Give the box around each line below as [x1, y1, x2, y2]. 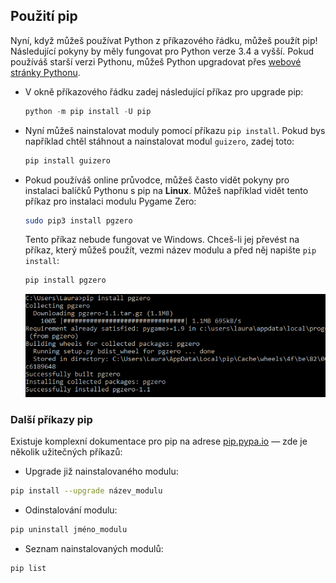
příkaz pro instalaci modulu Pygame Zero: [24, 195, 197, 207]
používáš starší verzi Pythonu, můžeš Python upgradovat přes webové [10, 55, 302, 68]
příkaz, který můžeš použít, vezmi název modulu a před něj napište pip [24, 244, 317, 256]
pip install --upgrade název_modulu [10, 485, 163, 496]
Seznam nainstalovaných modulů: [24, 542, 164, 554]
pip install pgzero [24, 275, 107, 286]
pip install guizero [24, 155, 111, 166]
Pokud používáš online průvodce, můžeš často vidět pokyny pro [24, 174, 290, 186]
